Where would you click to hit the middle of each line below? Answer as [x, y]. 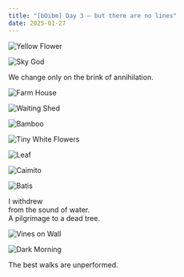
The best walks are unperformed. [63, 264]
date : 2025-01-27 [37, 23]
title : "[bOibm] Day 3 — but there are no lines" [93, 16]
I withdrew [26, 201]
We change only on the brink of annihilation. [81, 77]
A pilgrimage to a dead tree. [54, 218]
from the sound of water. [49, 210]
